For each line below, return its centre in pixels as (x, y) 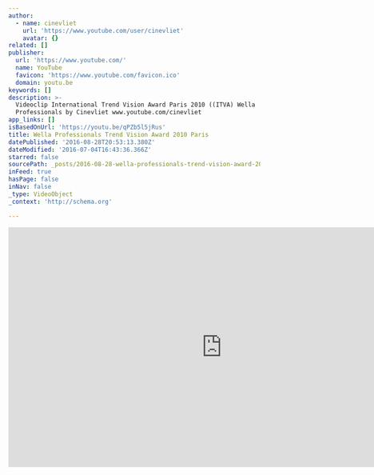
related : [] (28, 46)
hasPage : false (34, 180)
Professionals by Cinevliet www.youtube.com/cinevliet (109, 113)
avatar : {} (41, 38)
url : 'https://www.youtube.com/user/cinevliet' (103, 30)
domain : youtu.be (44, 82)
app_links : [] (32, 120)
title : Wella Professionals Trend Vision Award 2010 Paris (109, 134)
